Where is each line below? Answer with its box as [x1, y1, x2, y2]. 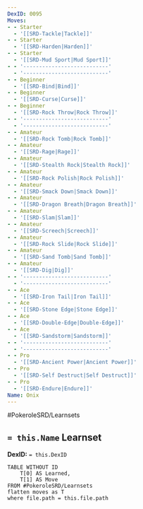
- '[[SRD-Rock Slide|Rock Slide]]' [13, 240, 118, 247]
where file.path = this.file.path [7, 495, 109, 502]
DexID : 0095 [7, 10, 42, 18]
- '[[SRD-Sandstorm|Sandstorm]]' [13, 332, 112, 339]
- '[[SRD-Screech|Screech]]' [13, 227, 99, 234]
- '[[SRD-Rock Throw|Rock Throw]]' [13, 109, 118, 116]
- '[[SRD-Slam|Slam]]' [13, 214, 80, 221]
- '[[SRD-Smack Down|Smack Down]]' [13, 188, 118, 195]
